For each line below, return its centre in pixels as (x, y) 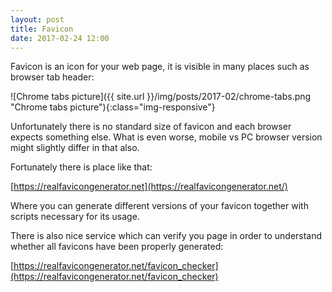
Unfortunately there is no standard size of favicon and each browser (151, 127)
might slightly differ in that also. (75, 148)
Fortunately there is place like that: (81, 167)
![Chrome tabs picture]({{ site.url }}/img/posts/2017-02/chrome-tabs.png (161, 97)
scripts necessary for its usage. (75, 217)
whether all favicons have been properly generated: (117, 247)
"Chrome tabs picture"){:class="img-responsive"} (113, 107)
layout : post (37, 19)
